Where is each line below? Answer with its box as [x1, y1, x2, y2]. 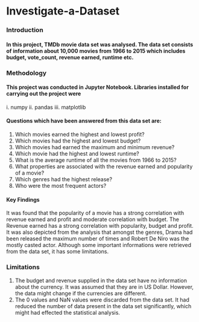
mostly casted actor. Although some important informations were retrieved [6, 242, 192, 249]
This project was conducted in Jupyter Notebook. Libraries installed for [6, 83, 189, 91]
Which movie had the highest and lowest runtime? [14, 150, 140, 158]
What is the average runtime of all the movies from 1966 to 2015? [14, 156, 177, 164]
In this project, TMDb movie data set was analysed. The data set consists [6, 40, 194, 48]
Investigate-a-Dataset [6, 4, 120, 18]
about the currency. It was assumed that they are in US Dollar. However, [14, 283, 194, 291]
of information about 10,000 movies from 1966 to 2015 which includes [6, 47, 186, 54]
